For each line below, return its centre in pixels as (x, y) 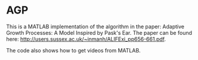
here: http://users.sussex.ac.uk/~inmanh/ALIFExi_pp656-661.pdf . (86, 39)
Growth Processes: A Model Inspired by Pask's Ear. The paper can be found (99, 32)
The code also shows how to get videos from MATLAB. (73, 50)
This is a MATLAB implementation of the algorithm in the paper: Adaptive (95, 26)
